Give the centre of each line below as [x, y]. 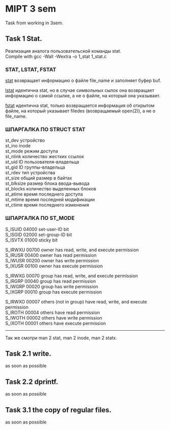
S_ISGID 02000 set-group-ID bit [39, 234]
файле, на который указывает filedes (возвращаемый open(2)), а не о [80, 111]
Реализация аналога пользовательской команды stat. [63, 51]
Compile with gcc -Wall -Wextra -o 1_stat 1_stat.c [56, 56]
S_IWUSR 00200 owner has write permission [52, 260]
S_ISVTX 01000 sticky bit [32, 240]
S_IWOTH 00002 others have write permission [54, 318]
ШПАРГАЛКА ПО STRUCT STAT [46, 129]
